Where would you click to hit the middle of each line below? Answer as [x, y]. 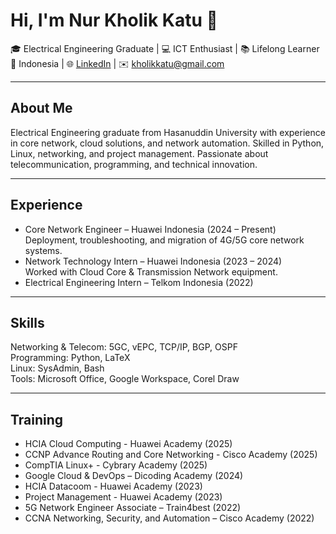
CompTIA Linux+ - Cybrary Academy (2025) [116, 465]
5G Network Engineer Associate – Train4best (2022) [133, 508]
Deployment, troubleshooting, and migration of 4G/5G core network [164, 240]
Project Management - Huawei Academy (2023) [123, 497]
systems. [43, 250]
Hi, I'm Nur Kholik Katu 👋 [114, 20]
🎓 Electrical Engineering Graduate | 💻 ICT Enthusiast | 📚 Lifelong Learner [165, 48]
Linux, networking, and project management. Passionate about [139, 153]
